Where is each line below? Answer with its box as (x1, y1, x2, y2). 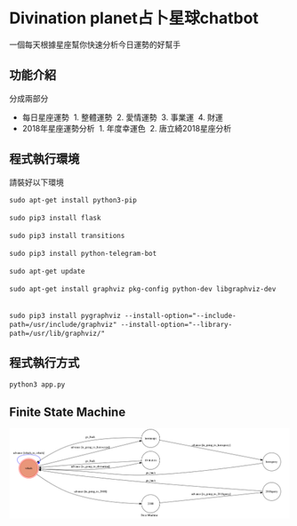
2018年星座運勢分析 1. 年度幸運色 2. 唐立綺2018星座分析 (21, 123, 232, 133)
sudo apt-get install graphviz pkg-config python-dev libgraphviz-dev (9, 284, 277, 293)
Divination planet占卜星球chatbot (9, 8, 260, 28)
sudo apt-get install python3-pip (9, 195, 138, 204)
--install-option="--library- (120, 320, 233, 329)
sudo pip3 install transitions (9, 231, 125, 240)
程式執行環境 (9, 152, 80, 167)
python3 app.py (9, 380, 66, 389)
